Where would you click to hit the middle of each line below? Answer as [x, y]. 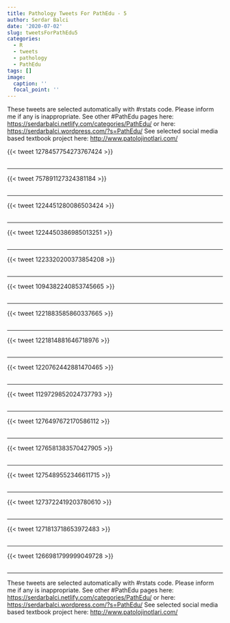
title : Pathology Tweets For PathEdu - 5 [67, 13]
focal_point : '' [36, 90]
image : [16, 77]
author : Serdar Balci [38, 20]
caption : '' [30, 84]
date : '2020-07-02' [35, 26]
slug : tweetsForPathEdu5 [42, 33]
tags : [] [20, 71]
